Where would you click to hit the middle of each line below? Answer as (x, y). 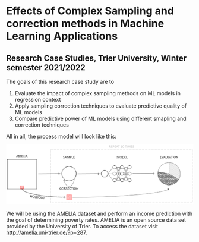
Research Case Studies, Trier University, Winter (97, 58)
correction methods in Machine (85, 23)
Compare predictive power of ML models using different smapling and (100, 118)
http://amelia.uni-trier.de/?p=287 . (47, 232)
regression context (38, 100)
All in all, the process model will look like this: (61, 136)
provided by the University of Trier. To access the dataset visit (82, 226)
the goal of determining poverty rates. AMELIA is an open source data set (96, 220)
